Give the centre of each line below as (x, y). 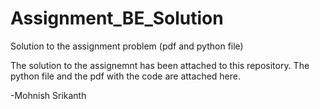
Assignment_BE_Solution (117, 18)
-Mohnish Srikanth (48, 95)
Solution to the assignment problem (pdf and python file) (127, 46)
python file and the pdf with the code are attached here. (125, 76)
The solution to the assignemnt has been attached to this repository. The (160, 65)
